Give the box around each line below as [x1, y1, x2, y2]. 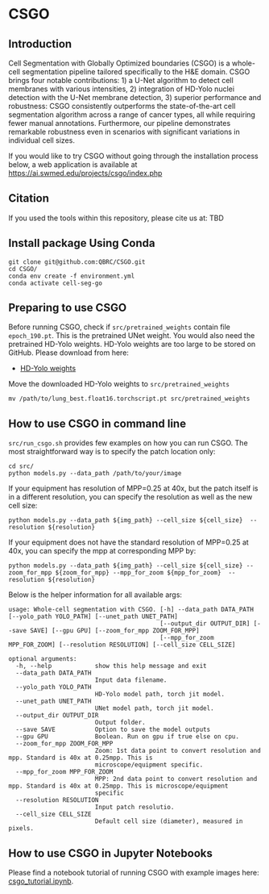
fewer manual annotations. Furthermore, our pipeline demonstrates [8, 119, 231, 127]
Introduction [8, 37, 72, 51]
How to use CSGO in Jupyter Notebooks [8, 846, 213, 860]
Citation [8, 191, 50, 206]
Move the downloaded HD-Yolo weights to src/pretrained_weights [8, 379, 230, 389]
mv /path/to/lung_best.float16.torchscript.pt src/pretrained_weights [8, 395, 250, 403]
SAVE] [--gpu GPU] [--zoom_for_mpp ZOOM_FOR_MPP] [29, 627, 200, 635]
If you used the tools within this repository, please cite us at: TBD [8, 213, 224, 223]
